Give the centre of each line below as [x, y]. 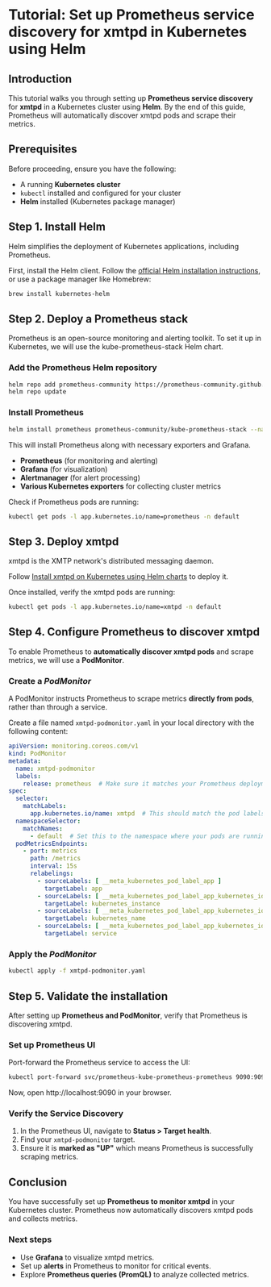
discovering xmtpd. [40, 1024]
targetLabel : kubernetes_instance [102, 904]
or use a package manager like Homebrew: [80, 279]
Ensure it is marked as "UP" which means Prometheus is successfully [137, 1148]
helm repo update [38, 392]
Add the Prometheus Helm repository [83, 368]
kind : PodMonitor [38, 754]
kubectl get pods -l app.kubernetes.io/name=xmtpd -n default [115, 607]
